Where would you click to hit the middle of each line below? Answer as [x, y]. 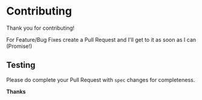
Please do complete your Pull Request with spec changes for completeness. [101, 79]
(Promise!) [19, 46]
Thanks [16, 92]
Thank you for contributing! [40, 28]
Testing [21, 65]
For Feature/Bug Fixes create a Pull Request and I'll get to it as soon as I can [101, 39]
